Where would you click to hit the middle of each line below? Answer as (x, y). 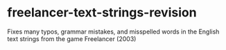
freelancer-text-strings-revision (102, 13)
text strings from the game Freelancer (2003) (72, 38)
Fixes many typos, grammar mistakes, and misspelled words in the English (113, 32)
